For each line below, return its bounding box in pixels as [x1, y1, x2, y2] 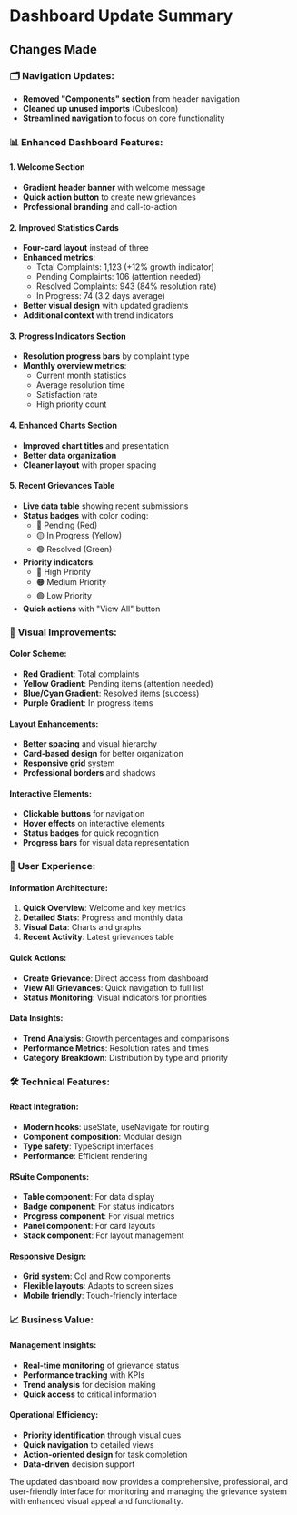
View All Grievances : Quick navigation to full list [22, 982, 204, 993]
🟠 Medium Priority [35, 576, 107, 587]
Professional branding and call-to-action [22, 202, 178, 212]
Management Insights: [9, 1339, 97, 1350]
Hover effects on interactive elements [22, 818, 165, 829]
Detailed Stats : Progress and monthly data [22, 912, 183, 923]
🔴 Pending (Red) [35, 520, 98, 530]
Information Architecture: [9, 882, 109, 893]
